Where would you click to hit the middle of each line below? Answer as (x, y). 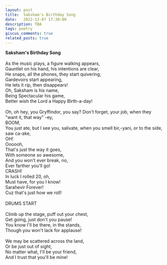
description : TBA (24, 24)
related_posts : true (27, 39)
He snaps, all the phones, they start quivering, (53, 74)
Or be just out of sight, (29, 246)
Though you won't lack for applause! (44, 230)
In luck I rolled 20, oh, (28, 176)
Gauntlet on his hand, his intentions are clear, (52, 68)
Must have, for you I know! (33, 182)
